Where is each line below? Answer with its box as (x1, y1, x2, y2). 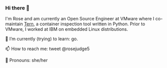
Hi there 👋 (5, 4, 30, 11)
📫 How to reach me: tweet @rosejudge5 (5, 46, 90, 52)
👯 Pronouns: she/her (5, 57, 48, 64)
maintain (5, 21, 23, 27)
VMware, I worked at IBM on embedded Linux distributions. (5, 26, 128, 32)
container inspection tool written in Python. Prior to (39, 21, 145, 27)
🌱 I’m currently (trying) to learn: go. (5, 36, 78, 42)
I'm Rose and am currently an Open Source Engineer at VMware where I (5, 16, 154, 22)
